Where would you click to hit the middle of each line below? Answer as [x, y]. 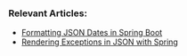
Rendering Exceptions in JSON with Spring [100, 42]
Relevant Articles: [48, 13]
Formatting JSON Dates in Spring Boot [92, 33]
